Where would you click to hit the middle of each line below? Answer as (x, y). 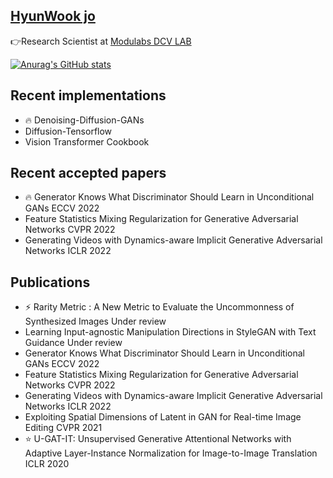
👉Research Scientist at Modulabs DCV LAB (101, 41)
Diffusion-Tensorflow (68, 131)
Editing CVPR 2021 (63, 428)
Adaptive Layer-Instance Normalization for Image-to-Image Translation (171, 453)
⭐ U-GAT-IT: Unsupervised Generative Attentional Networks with (158, 439)
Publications (50, 282)
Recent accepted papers (88, 173)
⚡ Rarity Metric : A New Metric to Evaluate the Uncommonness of (159, 307)
